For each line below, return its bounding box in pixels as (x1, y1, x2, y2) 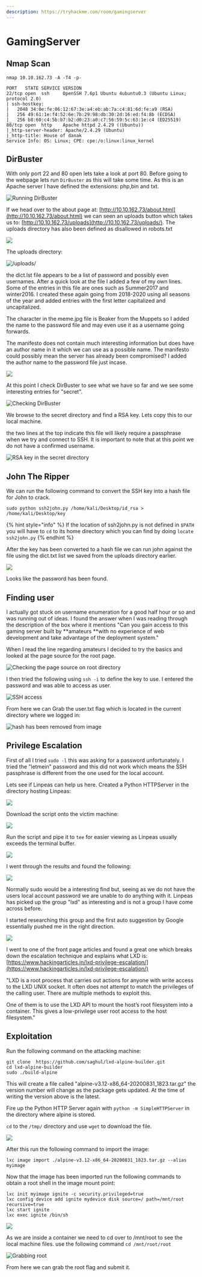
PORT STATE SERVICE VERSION (6, 85, 82, 91)
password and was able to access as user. (6, 682, 111, 689)
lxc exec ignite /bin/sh (6, 1212, 69, 1218)
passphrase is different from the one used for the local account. (6, 769, 164, 776)
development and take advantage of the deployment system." (6, 634, 159, 642)
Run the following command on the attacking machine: (6, 1047, 141, 1054)
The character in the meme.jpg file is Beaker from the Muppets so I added (6, 315, 189, 323)
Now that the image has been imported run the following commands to (6, 1173, 182, 1180)
